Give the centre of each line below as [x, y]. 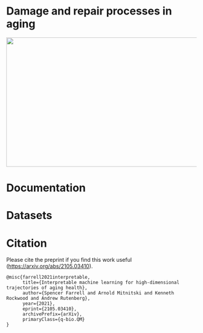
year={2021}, [39, 304]
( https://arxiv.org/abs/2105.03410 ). [50, 266]
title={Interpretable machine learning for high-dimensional [101, 283]
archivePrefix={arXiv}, [52, 314]
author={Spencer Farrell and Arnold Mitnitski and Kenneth [98, 293]
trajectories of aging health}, [47, 288]
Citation [27, 243]
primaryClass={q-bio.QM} [53, 320]
